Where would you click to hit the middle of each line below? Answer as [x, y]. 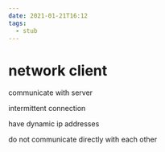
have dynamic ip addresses [54, 124]
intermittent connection [47, 109]
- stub [27, 31]
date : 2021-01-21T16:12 [48, 16]
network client [58, 70]
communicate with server [51, 92]
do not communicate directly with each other [83, 140]
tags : [17, 23]
